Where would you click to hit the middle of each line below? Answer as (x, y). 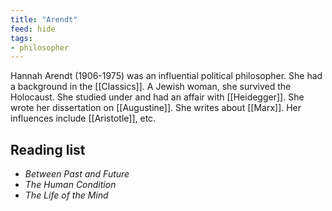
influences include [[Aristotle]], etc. (83, 118)
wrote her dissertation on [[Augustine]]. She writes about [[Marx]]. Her (156, 108)
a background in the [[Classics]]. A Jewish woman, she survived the (151, 87)
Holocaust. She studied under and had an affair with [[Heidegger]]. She (157, 97)
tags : (21, 38)
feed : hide (33, 29)
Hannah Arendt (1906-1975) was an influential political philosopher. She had (166, 76)
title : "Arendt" (44, 19)
